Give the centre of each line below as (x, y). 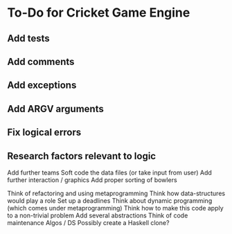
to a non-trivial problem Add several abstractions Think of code (98, 215)
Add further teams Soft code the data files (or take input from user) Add (110, 172)
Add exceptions (42, 85)
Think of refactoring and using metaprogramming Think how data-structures (116, 193)
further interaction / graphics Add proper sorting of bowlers (92, 180)
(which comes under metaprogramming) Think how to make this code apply (115, 208)
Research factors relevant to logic (82, 156)
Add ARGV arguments (55, 109)
